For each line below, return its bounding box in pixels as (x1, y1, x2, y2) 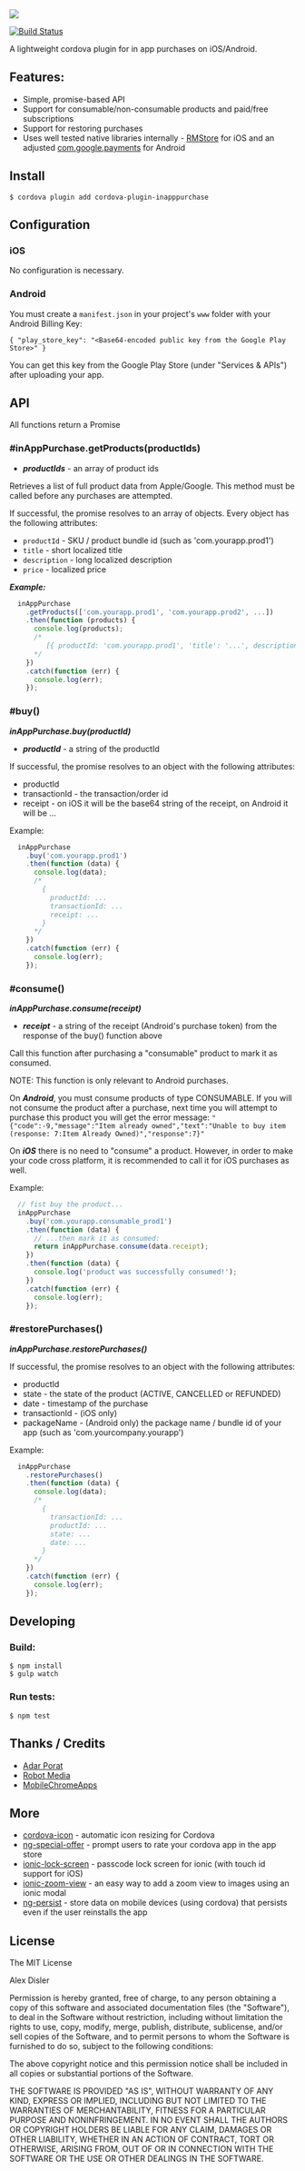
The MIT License (9, 1958, 73, 1968)
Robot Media (22, 1770, 71, 1780)
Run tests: (9, 1690, 56, 1703)
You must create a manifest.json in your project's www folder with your (9, 308, 271, 319)
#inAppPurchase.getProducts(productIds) (9, 442, 202, 455)
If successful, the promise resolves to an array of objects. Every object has (9, 508, 290, 519)
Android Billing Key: (9, 318, 83, 329)
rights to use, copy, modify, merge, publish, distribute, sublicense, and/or (9, 2021, 283, 2033)
